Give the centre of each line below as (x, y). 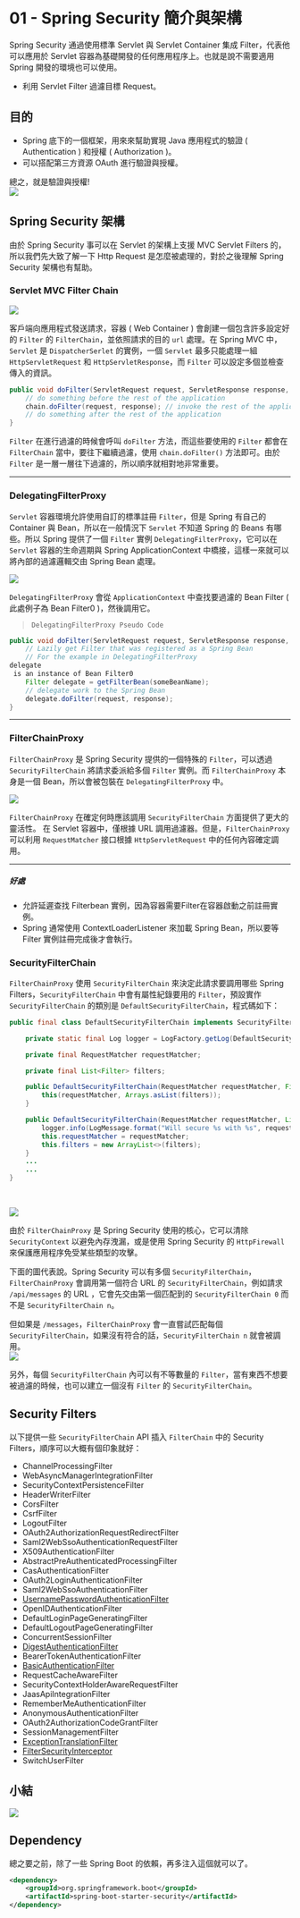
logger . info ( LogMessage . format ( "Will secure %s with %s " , (151, 1128)
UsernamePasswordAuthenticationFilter (96, 1599)
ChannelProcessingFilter (67, 1466)
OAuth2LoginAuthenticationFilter (82, 1580)
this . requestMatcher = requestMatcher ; (116, 1136)
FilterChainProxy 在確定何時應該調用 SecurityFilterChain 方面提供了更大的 (149, 817)
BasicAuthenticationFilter (68, 1665)
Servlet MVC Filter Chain (64, 291)
